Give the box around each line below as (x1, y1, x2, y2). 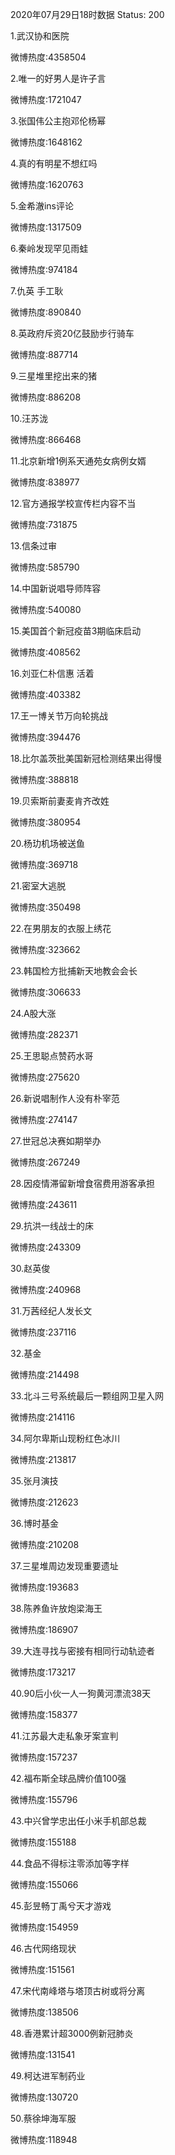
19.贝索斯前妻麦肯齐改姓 (10, 795, 110, 807)
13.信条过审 (10, 540, 58, 552)
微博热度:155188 (10, 1836, 77, 1848)
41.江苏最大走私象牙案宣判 (10, 1730, 119, 1742)
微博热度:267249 (10, 1156, 81, 1168)
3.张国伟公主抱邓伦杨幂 (10, 115, 107, 127)
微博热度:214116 (10, 1411, 76, 1423)
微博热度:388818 (10, 774, 80, 785)
